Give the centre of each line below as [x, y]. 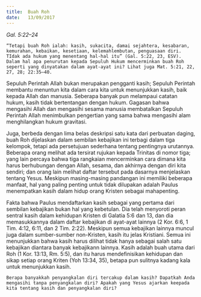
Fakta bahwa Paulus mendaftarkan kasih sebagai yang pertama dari [90, 202]
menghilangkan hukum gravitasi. [47, 122]
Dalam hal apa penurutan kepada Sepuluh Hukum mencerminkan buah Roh [95, 61]
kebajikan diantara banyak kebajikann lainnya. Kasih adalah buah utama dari [100, 247]
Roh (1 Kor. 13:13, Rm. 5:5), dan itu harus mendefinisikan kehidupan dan [94, 254]
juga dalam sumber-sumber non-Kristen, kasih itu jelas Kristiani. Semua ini [98, 234]
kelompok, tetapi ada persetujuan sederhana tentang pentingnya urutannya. [100, 146]
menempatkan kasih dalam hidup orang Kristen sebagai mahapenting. [93, 191]
